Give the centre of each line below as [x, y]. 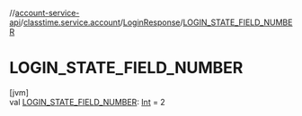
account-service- [47, 13]
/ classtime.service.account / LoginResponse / [102, 22]
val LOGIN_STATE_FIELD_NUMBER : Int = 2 [88, 102]
